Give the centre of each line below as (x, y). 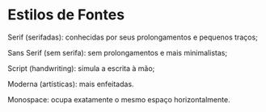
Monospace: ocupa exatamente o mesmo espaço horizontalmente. (119, 99)
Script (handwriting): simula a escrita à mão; (81, 68)
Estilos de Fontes (66, 15)
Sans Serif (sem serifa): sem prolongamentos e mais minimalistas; (118, 52)
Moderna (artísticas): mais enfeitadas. (71, 84)
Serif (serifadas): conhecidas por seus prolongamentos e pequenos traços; (133, 37)
